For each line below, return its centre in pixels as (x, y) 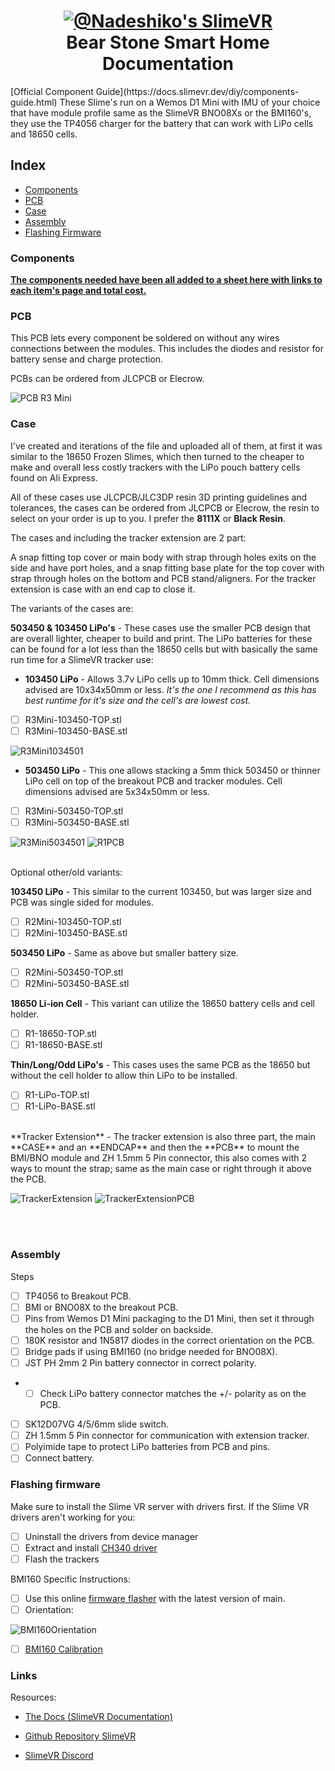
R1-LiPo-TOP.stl (57, 1095)
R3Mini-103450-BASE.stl (76, 731)
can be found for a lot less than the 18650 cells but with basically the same (164, 649)
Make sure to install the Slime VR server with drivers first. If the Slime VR (160, 1506)
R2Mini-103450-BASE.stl (76, 932)
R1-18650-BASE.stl (63, 1045)
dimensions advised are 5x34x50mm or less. (117, 791)
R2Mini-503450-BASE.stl (77, 984)
